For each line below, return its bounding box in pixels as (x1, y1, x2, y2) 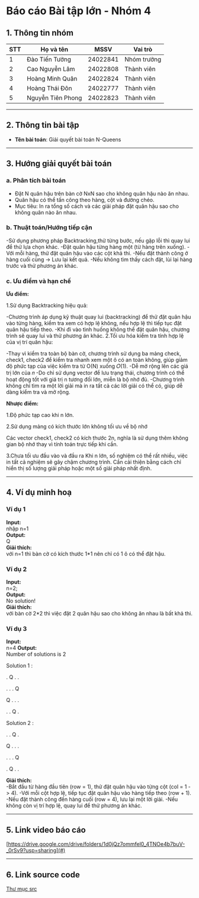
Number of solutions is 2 (6, 650, 66, 658)
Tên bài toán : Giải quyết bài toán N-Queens (14, 136, 121, 143)
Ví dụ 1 (6, 505, 25, 514)
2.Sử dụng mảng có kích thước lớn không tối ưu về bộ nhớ (6, 423, 148, 430)
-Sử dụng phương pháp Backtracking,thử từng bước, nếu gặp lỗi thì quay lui (6, 237, 191, 244)
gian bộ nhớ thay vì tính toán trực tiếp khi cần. (6, 441, 118, 448)
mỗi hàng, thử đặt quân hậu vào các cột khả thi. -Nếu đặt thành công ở (15, 249, 188, 256)
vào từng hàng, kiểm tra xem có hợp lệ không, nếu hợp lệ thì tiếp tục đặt (6, 320, 182, 327)
